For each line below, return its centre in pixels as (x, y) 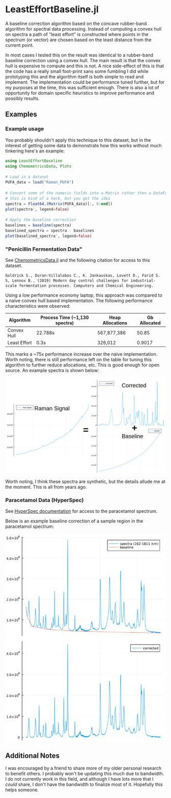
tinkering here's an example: (35, 151)
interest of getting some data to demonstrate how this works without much (83, 145)
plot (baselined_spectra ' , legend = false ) (49, 236)
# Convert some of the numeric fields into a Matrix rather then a (78, 193)
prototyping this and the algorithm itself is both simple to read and (75, 76)
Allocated (150, 323)
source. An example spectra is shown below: (52, 370)
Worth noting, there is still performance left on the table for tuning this (78, 359)
